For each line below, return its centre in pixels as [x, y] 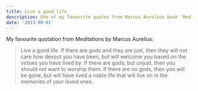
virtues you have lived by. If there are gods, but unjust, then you [98, 63]
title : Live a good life [37, 11]
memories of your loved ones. [57, 82]
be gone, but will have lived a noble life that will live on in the [94, 75]
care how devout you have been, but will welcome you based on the [103, 57]
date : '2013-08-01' [30, 22]
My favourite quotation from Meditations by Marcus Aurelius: [80, 39]
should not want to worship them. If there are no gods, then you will [103, 69]
